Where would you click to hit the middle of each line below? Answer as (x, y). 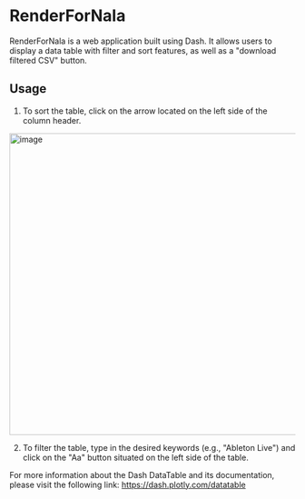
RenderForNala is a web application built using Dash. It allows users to (141, 41)
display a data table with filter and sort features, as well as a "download (143, 50)
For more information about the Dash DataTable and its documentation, (142, 474)
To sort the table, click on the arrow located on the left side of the (145, 111)
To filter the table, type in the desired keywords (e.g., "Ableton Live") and (159, 447)
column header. (52, 120)
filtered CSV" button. (49, 60)
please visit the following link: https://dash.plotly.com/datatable (128, 484)
